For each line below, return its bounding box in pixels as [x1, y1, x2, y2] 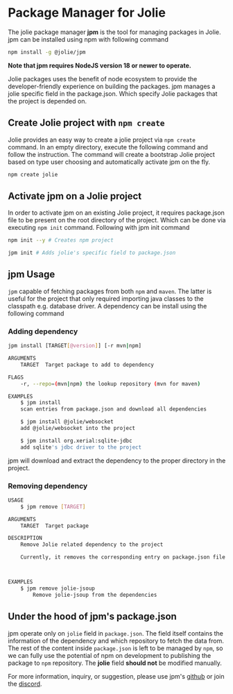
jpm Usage [8, 269, 55, 281]
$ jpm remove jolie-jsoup [20, 585, 96, 592]
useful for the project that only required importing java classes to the [8, 294, 204, 303]
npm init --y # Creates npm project [8, 237, 114, 244]
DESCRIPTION [8, 535, 42, 542]
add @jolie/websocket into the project [20, 425, 136, 432]
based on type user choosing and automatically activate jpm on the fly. [8, 158, 211, 166]
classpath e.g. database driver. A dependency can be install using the [8, 301, 207, 310]
